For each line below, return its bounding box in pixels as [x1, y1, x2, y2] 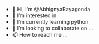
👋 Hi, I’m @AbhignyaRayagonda [11, 6, 91, 12]
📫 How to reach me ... [11, 32, 68, 38]
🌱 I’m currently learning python [11, 18, 89, 25]
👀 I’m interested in [11, 12, 57, 19]
